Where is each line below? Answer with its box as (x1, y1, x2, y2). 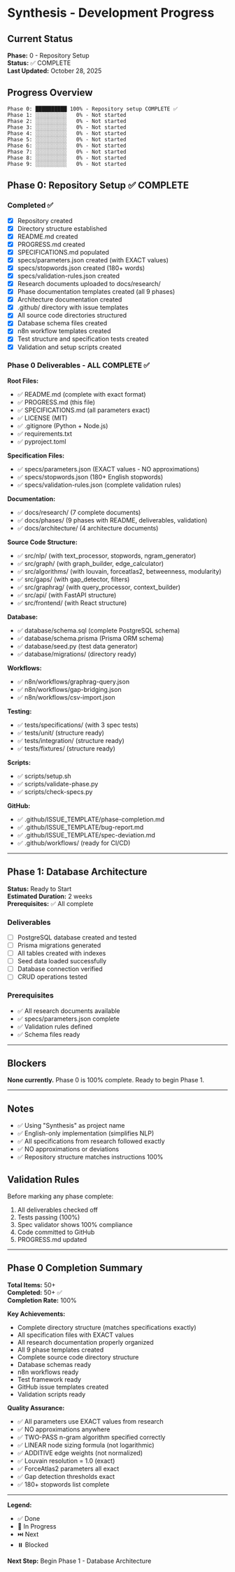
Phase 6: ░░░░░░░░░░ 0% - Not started (7, 142, 127, 149)
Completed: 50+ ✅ (7, 1288, 63, 1296)
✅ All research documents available (17, 1006, 120, 1015)
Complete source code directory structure (17, 1352, 139, 1361)
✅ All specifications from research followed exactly (17, 1137, 166, 1145)
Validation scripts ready (17, 1390, 86, 1398)
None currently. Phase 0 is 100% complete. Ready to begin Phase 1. (7, 1076, 205, 1084)
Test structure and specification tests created (17, 334, 149, 344)
